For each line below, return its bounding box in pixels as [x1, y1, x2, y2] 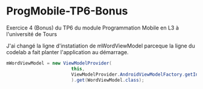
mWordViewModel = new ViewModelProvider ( [6, 60, 112, 66]
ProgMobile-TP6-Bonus [6, 4, 128, 18]
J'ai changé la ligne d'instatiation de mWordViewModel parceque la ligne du [6, 42, 195, 49]
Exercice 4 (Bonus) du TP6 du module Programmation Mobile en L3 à [6, 24, 179, 31]
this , [71, 66, 85, 72]
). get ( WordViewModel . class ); [71, 77, 145, 83]
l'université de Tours [6, 30, 57, 37]
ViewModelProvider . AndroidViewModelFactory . [71, 71, 185, 78]
